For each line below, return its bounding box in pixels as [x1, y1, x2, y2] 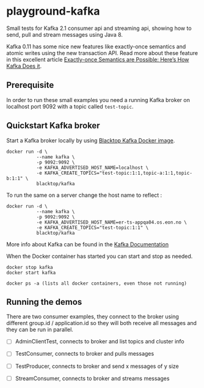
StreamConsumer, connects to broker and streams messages [15, 375, 170, 382]
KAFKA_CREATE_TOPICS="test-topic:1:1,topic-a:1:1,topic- [45, 170, 192, 176]
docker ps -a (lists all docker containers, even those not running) [6, 280, 188, 287]
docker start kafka [6, 269, 56, 276]
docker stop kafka [6, 264, 53, 270]
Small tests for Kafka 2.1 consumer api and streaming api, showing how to [6, 24, 192, 32]
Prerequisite [6, 80, 54, 90]
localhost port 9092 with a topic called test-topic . [6, 103, 134, 110]
